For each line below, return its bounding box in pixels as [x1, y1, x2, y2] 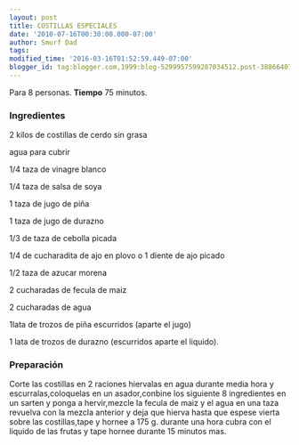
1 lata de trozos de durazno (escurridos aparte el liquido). [9, 336, 220, 347]
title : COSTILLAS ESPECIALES [9, 21, 117, 30]
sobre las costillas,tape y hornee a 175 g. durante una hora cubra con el [9, 417, 271, 427]
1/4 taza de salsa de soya [9, 182, 102, 192]
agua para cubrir [9, 147, 71, 158]
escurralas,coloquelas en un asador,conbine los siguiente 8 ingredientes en [9, 388, 287, 399]
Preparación [9, 359, 64, 371]
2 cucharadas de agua [9, 302, 92, 312]
